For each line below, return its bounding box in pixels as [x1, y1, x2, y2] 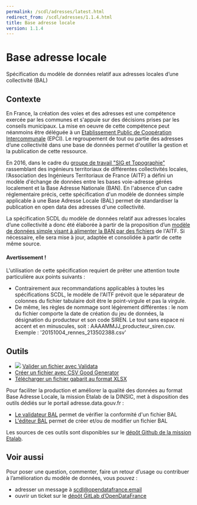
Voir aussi [6, 452, 44, 462]
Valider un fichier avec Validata [22, 363, 98, 370]
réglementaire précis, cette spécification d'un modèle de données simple [6, 191, 185, 198]
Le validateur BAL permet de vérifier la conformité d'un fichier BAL [14, 411, 177, 418]
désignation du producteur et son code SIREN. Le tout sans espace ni [14, 316, 185, 324]
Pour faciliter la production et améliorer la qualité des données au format [6, 387, 183, 394]
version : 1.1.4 [6, 25, 44, 31]
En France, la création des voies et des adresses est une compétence [6, 110, 176, 116]
